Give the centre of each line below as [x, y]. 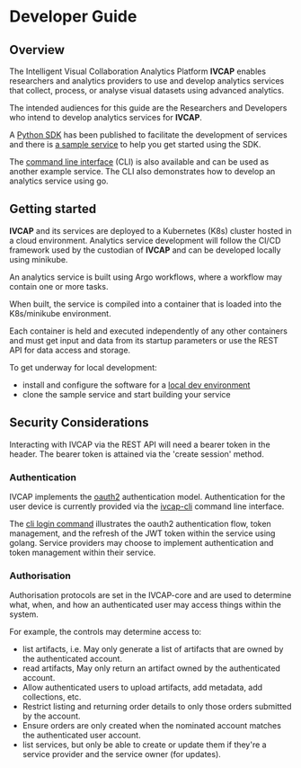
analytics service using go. [59, 181]
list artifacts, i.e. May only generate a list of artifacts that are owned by [153, 649]
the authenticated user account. [81, 736]
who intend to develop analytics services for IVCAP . [106, 117]
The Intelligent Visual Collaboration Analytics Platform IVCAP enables [138, 71]
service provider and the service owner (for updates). [122, 755]
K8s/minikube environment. [60, 313]
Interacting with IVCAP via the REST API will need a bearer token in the [140, 444]
